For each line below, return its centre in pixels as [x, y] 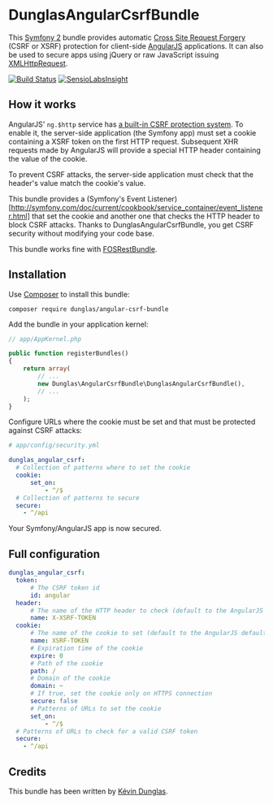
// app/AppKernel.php [45, 339]
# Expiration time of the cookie [87, 648]
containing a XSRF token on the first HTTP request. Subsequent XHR [123, 141]
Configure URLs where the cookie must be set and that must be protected [132, 422]
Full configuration [54, 554]
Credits [28, 772]
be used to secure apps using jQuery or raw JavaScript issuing [114, 54]
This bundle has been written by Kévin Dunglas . [88, 791]
